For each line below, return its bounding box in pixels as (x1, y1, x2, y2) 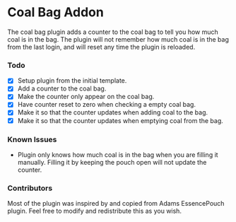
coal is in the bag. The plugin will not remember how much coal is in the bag (7, 35, 230, 43)
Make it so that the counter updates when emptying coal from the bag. (17, 116, 224, 124)
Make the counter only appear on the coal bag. (17, 93, 155, 101)
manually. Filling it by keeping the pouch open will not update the (17, 158, 207, 166)
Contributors (7, 183, 53, 193)
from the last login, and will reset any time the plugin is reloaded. (7, 42, 196, 51)
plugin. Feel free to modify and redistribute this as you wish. (7, 206, 182, 216)
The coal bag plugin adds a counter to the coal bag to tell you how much (7, 28, 219, 36)
